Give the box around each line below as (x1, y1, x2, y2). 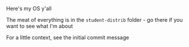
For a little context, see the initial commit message (6, 34, 129, 41)
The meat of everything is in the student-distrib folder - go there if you (6, 16, 183, 23)
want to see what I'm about (6, 23, 73, 29)
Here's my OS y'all (6, 5, 52, 12)
